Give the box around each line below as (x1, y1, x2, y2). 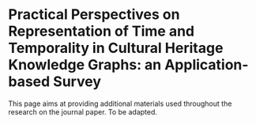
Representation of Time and (8, 22, 195, 40)
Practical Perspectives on (8, 6, 180, 24)
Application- (164, 56, 249, 74)
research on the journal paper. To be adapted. (8, 107, 158, 116)
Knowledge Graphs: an (8, 56, 162, 74)
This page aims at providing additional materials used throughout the (8, 99, 232, 108)
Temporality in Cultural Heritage (8, 39, 224, 57)
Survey (52, 73, 101, 91)
